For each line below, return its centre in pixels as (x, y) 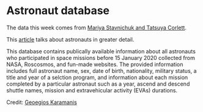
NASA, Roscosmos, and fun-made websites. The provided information (95, 64)
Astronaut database (58, 11)
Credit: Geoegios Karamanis (42, 102)
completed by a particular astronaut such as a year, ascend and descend (98, 84)
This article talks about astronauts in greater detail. (70, 39)
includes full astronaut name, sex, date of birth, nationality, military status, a (102, 70)
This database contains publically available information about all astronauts (101, 51)
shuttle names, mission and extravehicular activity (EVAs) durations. (92, 90)
